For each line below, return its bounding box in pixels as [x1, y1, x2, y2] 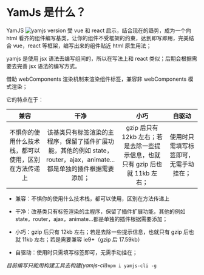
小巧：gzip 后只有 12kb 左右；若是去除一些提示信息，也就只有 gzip [15, 228, 182, 236]
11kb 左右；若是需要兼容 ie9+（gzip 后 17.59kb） [22, 236, 143, 243]
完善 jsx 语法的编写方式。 [16, 62, 81, 70]
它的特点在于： [6, 95, 44, 103]
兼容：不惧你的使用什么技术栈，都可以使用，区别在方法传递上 [15, 195, 170, 202]
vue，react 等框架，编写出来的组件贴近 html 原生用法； [13, 42, 152, 49]
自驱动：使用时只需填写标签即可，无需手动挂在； [15, 248, 138, 256]
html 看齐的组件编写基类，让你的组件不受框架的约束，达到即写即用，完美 [6, 34, 189, 41]
